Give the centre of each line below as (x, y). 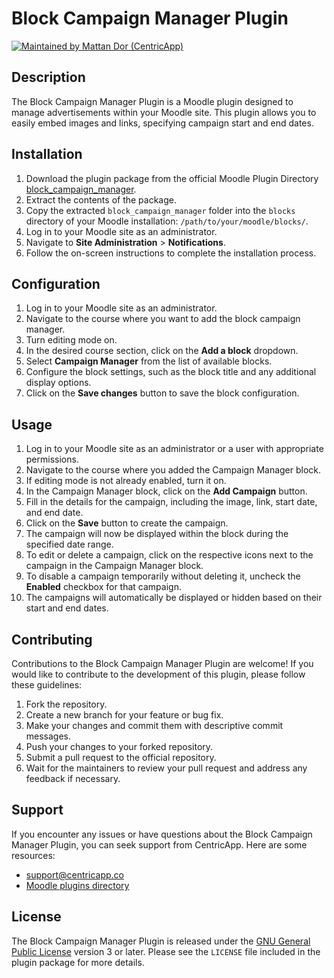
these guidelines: (47, 685)
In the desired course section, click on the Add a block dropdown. (162, 351)
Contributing (52, 639)
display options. (58, 383)
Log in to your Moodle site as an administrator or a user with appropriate (174, 449)
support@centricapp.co (74, 874)
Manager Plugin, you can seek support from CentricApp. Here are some (159, 844)
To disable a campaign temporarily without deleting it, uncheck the (163, 576)
